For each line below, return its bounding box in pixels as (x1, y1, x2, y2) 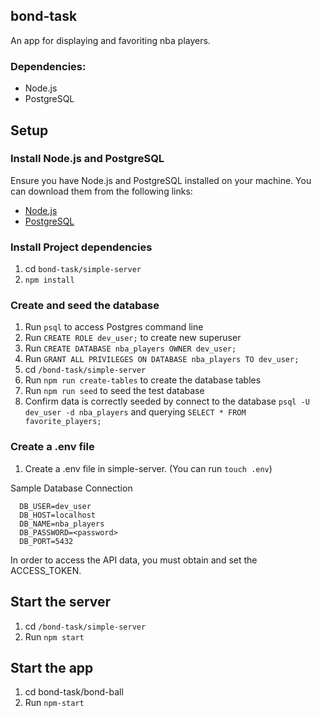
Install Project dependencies (10, 240, 153, 254)
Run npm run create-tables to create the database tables (24, 374, 262, 386)
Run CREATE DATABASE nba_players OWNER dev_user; (24, 342, 237, 354)
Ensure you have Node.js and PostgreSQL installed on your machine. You (10, 174, 312, 186)
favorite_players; (24, 417, 102, 427)
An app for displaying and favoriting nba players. (10, 34, 211, 46)
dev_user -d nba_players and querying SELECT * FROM (24, 406, 247, 418)
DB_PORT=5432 (19, 536, 74, 546)
